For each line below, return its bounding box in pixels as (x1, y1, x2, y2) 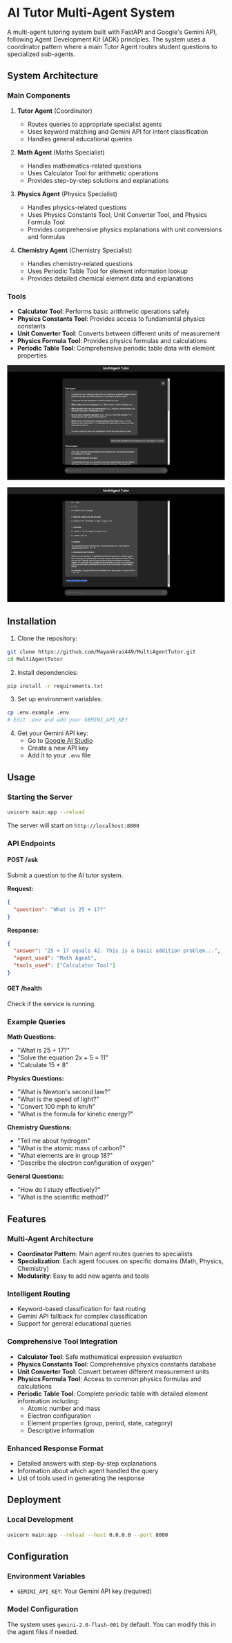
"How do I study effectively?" (17, 1186, 101, 1194)
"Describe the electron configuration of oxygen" (17, 1159, 155, 1167)
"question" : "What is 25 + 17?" (13, 906, 107, 913)
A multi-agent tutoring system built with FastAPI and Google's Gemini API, (7, 28, 217, 36)
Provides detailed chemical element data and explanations (27, 274, 194, 282)
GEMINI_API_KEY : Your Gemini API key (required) (17, 1587, 152, 1595)
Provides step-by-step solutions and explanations (27, 176, 169, 184)
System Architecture (7, 70, 99, 82)
